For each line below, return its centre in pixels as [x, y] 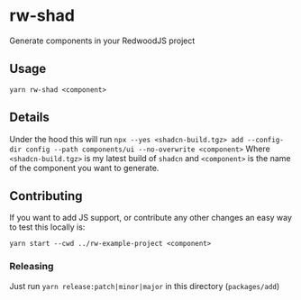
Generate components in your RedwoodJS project [102, 41]
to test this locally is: [47, 227]
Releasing [32, 267]
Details [29, 118]
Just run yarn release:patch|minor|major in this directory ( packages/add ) [145, 286]
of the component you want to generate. [84, 168]
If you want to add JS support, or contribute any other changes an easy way [151, 218]
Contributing [46, 196]
